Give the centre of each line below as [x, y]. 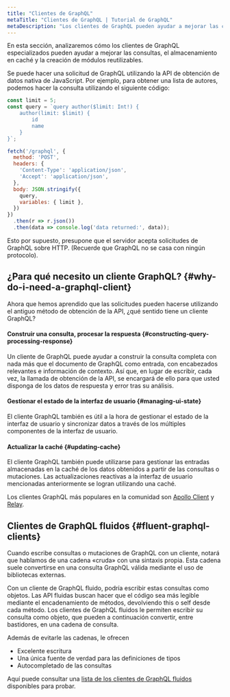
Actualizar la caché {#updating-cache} [64, 446]
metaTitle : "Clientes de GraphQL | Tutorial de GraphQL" [90, 20]
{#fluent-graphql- [171, 525]
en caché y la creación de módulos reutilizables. [75, 60]
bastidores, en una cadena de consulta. [63, 624]
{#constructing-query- [176, 334]
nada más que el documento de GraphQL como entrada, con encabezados [112, 364]
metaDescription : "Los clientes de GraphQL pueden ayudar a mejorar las [113, 26]
